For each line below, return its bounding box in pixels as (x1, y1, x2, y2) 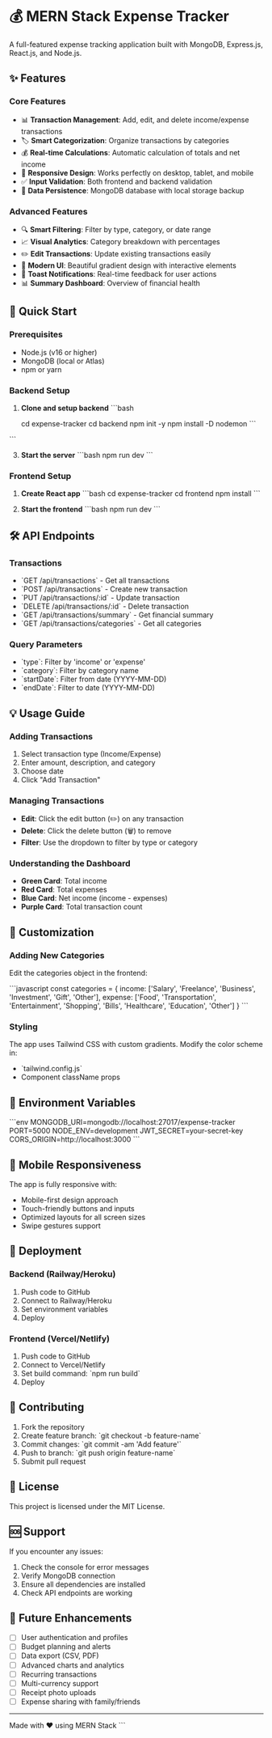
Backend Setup (9, 384, 71, 396)
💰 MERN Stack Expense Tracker (9, 7, 229, 26)
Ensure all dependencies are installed (20, 1579, 146, 1589)
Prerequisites (9, 329, 63, 341)
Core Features (9, 95, 66, 107)
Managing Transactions (9, 795, 104, 806)
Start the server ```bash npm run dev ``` (20, 450, 153, 460)
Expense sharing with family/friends (20, 1697, 140, 1706)
